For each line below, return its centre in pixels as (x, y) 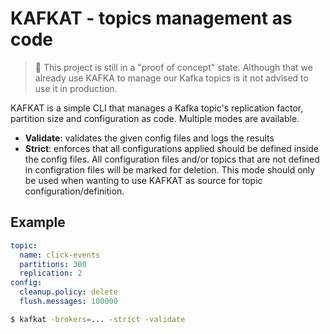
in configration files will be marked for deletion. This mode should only (170, 169)
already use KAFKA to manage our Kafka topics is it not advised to (171, 78)
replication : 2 (51, 273)
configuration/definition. (74, 191)
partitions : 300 (53, 264)
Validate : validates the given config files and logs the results (149, 138)
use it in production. (76, 88)
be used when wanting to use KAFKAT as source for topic (143, 180)
